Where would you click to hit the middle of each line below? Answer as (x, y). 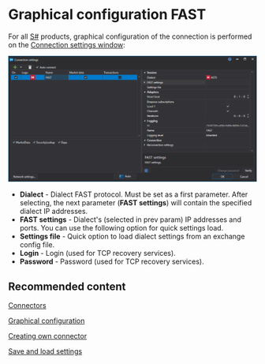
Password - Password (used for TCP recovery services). (112, 261)
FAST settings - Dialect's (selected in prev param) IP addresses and (131, 220)
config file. (37, 245)
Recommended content (67, 286)
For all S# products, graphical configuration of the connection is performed (130, 36)
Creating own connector (48, 336)
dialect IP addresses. (54, 212)
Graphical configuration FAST (107, 15)
